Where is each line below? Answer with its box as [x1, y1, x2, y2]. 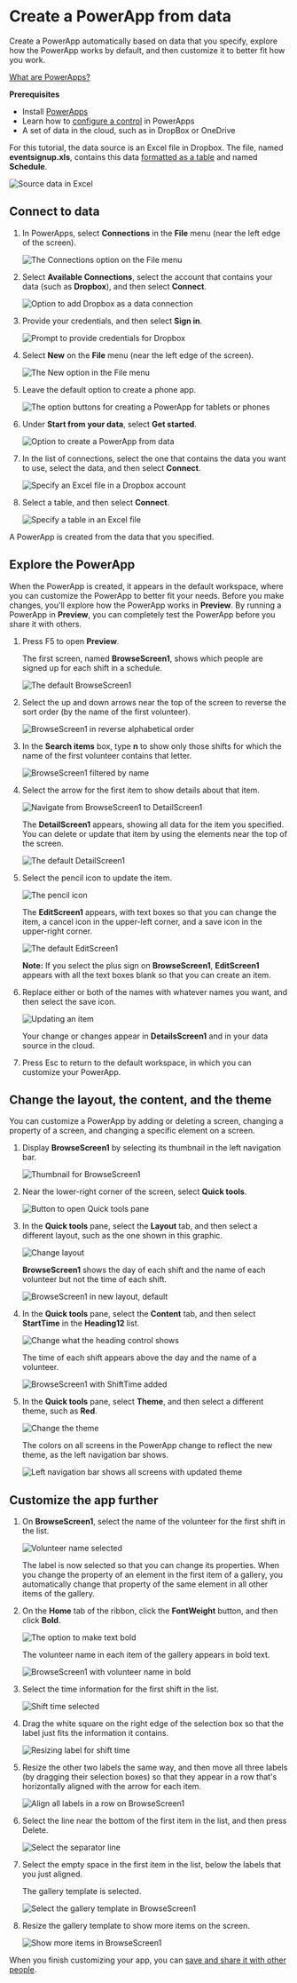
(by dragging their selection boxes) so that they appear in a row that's [21, 1772, 277, 1782]
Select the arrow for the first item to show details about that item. [21, 784, 260, 795]
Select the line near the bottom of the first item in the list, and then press [21, 1815, 287, 1827]
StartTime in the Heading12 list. [21, 1318, 140, 1329]
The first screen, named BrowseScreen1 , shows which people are [21, 653, 263, 664]
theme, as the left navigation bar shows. [21, 1450, 168, 1461]
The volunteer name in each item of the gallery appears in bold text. [21, 1650, 270, 1660]
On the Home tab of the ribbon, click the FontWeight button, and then [21, 1605, 278, 1616]
